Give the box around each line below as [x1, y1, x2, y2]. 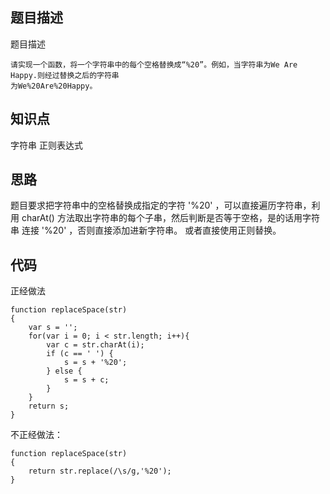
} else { [46, 366, 83, 377]
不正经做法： [10, 429, 63, 441]
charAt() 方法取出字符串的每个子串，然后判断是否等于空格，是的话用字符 [21, 212, 320, 224]
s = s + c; [63, 375, 110, 385]
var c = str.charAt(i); [46, 340, 145, 350]
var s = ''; [28, 323, 78, 333]
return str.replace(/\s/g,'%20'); [28, 466, 172, 477]
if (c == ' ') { [46, 349, 114, 359]
